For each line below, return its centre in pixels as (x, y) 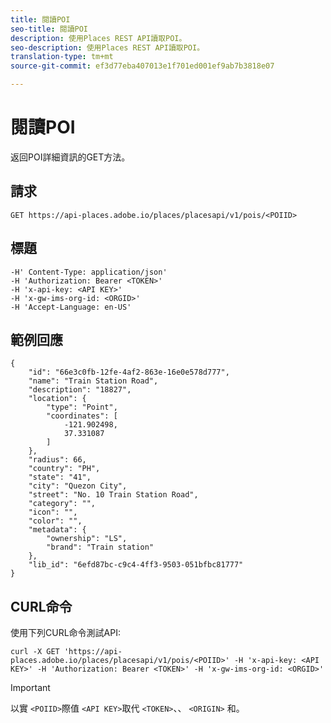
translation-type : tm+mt (62, 57)
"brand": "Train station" (100, 547)
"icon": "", (53, 512)
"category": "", (62, 504)
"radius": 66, (57, 460)
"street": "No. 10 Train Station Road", (113, 495)
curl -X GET (35, 652)
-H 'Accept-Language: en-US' (71, 307)
